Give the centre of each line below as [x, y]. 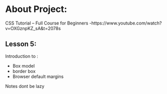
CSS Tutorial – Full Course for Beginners [47, 23]
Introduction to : [22, 56]
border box [24, 71]
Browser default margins [38, 76]
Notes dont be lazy [25, 86]
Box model [24, 65]
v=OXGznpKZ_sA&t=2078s [33, 28]
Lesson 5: [21, 44]
